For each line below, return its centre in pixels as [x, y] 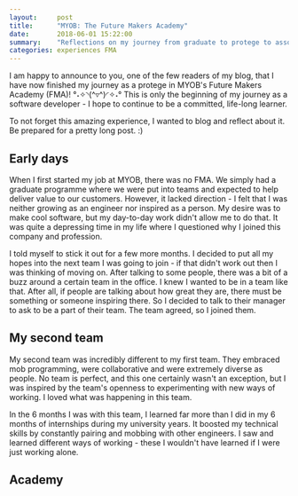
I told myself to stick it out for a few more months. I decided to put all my [141, 253]
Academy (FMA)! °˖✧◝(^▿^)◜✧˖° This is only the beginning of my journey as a [149, 95]
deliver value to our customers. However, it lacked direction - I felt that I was [149, 198]
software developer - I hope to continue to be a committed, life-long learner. [149, 104]
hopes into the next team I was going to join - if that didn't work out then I [143, 263]
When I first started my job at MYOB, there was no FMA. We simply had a [143, 179]
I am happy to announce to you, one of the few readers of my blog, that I [141, 75]
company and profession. [56, 236]
